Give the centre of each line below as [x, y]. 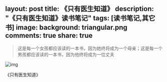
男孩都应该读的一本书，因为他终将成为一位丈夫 [66, 54]
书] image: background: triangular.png [66, 28]
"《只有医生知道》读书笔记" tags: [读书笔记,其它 [80, 18]
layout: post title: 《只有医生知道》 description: [80, 9]
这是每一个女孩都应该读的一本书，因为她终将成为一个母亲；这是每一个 [90, 48]
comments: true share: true [49, 36]
